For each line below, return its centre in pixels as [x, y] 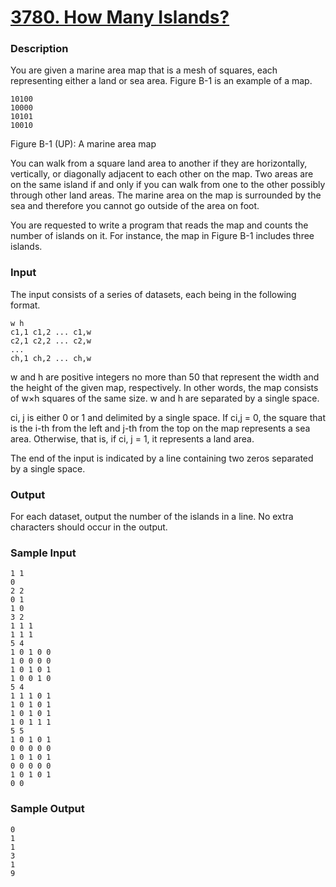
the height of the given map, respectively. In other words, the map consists [164, 387]
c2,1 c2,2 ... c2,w [51, 341]
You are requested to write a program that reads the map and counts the [159, 225]
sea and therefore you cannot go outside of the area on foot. [135, 206]
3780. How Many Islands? [120, 17]
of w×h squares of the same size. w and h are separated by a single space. [165, 398]
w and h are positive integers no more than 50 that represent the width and [165, 377]
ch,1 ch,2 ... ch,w [51, 358]
